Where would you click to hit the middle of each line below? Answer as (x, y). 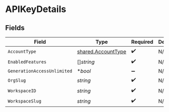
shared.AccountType (102, 51)
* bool (84, 71)
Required (142, 42)
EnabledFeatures (27, 62)
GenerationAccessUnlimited (40, 71)
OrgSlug (17, 80)
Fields (15, 28)
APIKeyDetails (36, 9)
